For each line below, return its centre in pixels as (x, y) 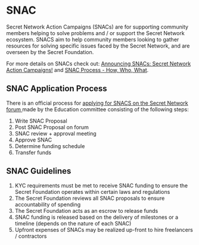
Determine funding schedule (50, 146)
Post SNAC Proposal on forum (52, 127)
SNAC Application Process (57, 89)
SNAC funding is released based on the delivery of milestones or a (97, 217)
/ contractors (31, 236)
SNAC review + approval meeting (55, 133)
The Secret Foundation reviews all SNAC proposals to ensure (90, 198)
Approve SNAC (33, 140)
